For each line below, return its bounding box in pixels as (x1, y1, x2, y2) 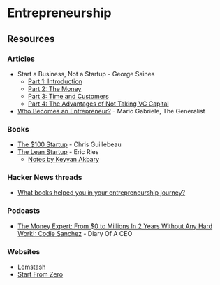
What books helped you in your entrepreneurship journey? (17, 188, 186, 197)
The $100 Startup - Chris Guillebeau (17, 140, 122, 148)
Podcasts (7, 206, 41, 216)
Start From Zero (17, 270, 64, 279)
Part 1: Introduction (27, 77, 82, 85)
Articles (7, 54, 35, 64)
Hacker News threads (7, 173, 82, 183)
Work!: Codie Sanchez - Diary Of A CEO (17, 229, 133, 237)
